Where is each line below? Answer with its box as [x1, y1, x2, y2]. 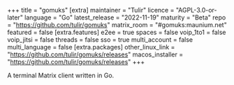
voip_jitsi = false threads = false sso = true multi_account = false [7, 36, 193, 44]
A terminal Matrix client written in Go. [7, 71, 115, 79]
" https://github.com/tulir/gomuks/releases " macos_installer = [7, 50, 184, 59]
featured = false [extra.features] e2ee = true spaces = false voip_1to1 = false [7, 28, 226, 36]
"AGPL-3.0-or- [175, 6, 217, 14]
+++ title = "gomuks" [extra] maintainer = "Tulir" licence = [7, 6, 175, 14]
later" [7, 13, 23, 22]
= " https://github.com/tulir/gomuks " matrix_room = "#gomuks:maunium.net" [7, 21, 227, 29]
